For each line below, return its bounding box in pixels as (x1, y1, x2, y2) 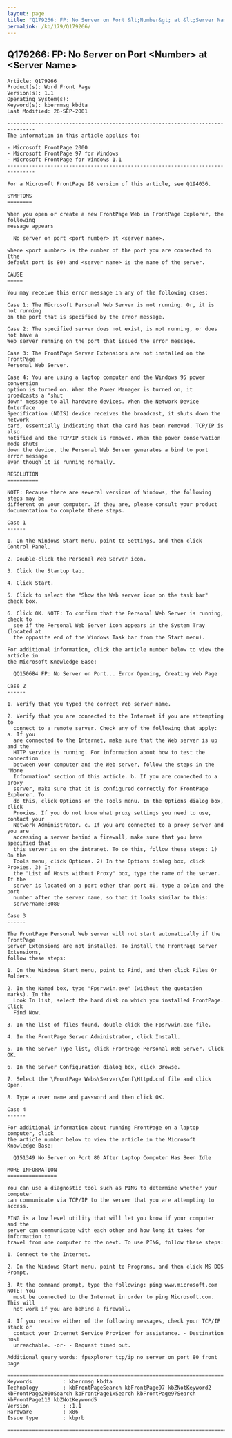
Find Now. (13, 1009, 41, 1016)
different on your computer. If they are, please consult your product (7, 501, 217, 508)
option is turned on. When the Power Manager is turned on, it (7, 386, 193, 393)
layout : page (7, 10, 45, 17)
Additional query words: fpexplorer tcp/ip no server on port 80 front (7, 1354, 217, 1361)
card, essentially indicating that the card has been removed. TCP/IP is (7, 422, 224, 429)
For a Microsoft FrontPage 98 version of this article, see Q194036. (7, 180, 212, 187)
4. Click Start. (7, 580, 54, 587)
